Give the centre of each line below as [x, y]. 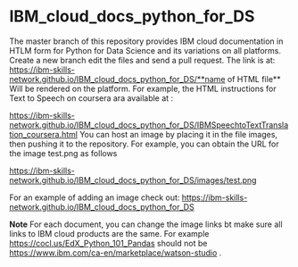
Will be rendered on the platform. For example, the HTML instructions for [143, 88]
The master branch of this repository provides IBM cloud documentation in [146, 41]
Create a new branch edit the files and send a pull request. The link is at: [142, 60]
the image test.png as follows [63, 153]
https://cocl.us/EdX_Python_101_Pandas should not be [108, 243]
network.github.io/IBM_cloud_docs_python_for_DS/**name [117, 79]
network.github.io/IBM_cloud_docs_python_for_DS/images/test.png [133, 179]
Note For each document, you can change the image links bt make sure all [146, 224]
